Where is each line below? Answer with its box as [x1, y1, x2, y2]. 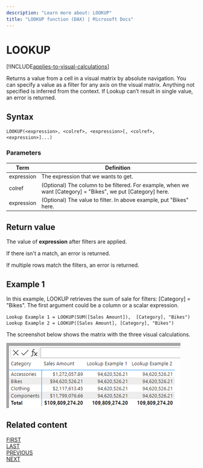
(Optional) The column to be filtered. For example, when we [41, 181, 189, 189]
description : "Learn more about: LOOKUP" [6, 10, 112, 16]
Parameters [6, 149, 41, 157]
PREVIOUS [6, 449, 33, 456]
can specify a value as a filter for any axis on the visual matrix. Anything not [6, 81, 195, 89]
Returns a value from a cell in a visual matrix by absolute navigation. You [6, 75, 187, 82]
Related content [6, 420, 68, 430]
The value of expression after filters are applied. [6, 238, 127, 246]
